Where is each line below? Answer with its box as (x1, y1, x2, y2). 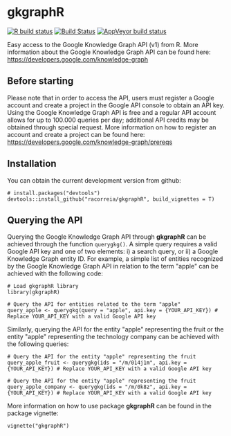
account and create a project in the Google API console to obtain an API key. (7, 101, 225, 109)
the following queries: (7, 340, 69, 348)
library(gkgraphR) (7, 289, 60, 296)
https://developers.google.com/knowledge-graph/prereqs (7, 138, 173, 146)
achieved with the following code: (7, 269, 104, 278)
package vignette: (7, 409, 59, 417)
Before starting (7, 75, 74, 87)
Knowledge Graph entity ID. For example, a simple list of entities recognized (7, 255, 223, 263)
